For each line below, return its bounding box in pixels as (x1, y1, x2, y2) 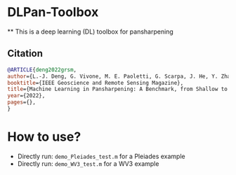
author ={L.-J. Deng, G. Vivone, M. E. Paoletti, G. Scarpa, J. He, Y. (7, 73, 218, 80)
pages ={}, (7, 99, 37, 106)
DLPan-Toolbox (7, 4, 99, 20)
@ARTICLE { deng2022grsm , (7, 66, 77, 73)
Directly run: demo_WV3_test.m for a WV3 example (17, 159, 159, 168)
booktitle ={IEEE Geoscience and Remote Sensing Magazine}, (7, 79, 184, 86)
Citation (7, 48, 44, 59)
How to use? (7, 129, 81, 145)
